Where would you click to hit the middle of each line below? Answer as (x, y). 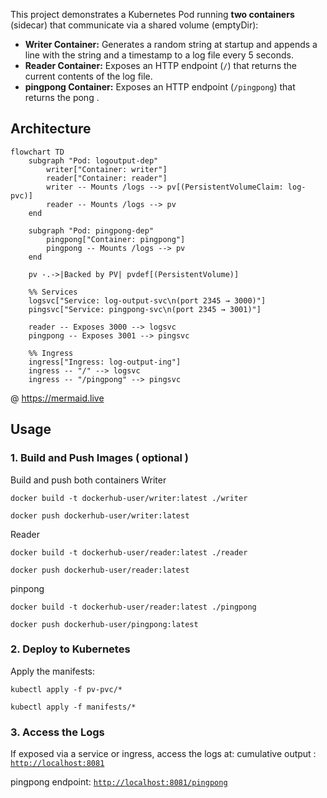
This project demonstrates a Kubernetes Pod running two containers (152, 14)
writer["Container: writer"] (107, 169)
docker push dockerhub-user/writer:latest (100, 515)
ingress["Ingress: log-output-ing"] (105, 362)
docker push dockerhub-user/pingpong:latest (104, 624)
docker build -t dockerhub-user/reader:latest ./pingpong (133, 607)
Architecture (51, 129)
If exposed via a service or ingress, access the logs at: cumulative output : (163, 754)
